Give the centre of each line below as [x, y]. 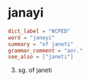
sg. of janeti [35, 70]
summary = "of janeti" [41, 44]
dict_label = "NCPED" [39, 31]
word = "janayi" [31, 37]
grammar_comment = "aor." [45, 51]
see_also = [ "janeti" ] [41, 57]
